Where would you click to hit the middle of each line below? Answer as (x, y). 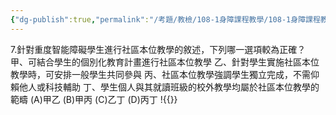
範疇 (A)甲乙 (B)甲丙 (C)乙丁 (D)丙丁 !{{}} (94, 99)
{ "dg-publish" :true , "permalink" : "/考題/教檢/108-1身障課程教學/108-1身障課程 (165, 19)
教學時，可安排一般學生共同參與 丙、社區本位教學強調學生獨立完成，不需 (160, 74)
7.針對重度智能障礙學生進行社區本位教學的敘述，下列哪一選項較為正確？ (158, 49)
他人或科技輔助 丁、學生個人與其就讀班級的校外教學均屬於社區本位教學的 (169, 87)
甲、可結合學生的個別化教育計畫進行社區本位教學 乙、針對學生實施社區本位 (165, 62)
